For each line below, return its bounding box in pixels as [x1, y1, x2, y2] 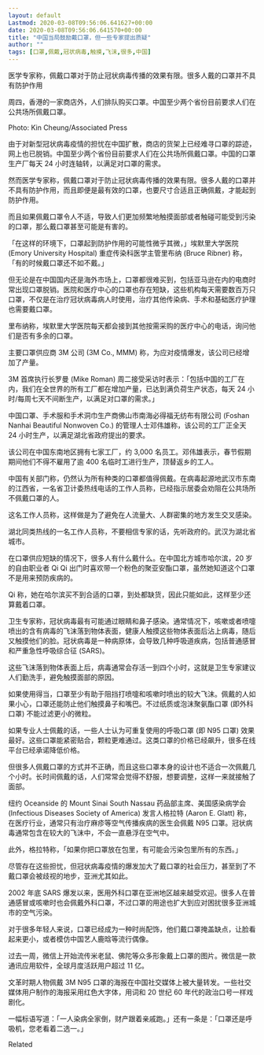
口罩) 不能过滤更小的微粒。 [8, 709, 96, 718]
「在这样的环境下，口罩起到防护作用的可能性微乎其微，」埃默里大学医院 [8, 239, 239, 248]
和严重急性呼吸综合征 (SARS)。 [8, 646, 109, 655]
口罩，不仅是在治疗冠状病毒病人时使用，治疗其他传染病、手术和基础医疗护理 [8, 294, 256, 304]
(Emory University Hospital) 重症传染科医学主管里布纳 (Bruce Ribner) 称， [8, 249, 247, 257]
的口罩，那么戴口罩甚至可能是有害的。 [8, 222, 132, 231]
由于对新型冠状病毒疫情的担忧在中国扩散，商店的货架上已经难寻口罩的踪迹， [8, 139, 256, 148]
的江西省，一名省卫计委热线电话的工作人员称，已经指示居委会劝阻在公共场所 [8, 483, 256, 493]
